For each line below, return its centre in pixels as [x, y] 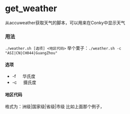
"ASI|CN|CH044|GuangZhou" [31, 53]
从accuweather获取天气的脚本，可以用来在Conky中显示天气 [65, 23]
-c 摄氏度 [24, 82]
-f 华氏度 [24, 76]
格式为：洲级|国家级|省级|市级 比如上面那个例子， [55, 106]
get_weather [31, 9]
